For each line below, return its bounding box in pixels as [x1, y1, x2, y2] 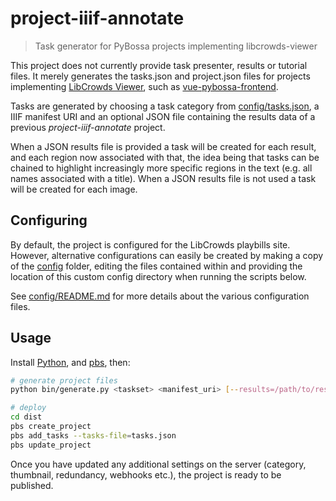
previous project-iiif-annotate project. [10, 121, 166, 133]
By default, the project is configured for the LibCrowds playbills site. [10, 238, 291, 251]
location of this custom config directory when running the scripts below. [10, 270, 307, 282]
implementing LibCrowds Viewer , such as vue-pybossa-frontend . [10, 80, 279, 92]
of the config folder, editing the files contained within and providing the [10, 260, 303, 272]
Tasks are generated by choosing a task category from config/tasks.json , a [10, 100, 320, 112]
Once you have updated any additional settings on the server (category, [10, 458, 307, 470]
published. [10, 479, 54, 491]
